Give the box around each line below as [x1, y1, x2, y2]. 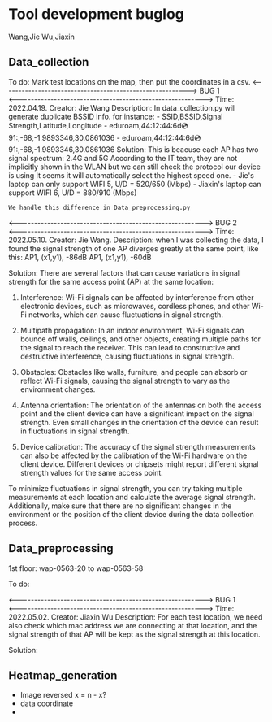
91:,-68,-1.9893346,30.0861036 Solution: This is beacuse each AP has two [8, 144, 259, 154]
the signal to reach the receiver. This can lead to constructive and [19, 342, 240, 352]
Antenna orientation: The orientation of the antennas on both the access [19, 400, 262, 410]
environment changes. [19, 384, 96, 394]
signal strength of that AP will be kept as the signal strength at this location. [8, 629, 261, 639]
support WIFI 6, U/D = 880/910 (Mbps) [8, 188, 137, 198]
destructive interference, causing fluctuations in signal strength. [19, 351, 235, 361]
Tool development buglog [8, 5, 185, 24]
